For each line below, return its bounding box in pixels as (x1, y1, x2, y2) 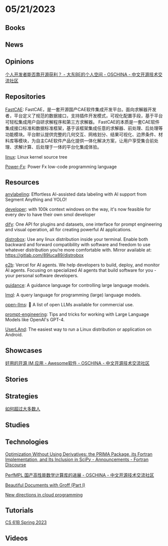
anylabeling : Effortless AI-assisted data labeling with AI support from (5, 191, 146, 197)
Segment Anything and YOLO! (5, 197, 67, 203)
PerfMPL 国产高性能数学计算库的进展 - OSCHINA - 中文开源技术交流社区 (5, 472, 154, 478)
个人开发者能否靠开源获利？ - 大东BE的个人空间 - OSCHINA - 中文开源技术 (5, 71, 158, 77)
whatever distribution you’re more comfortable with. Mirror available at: (5, 247, 152, 253)
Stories (5, 375, 28, 383)
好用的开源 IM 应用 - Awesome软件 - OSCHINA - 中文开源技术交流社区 (5, 360, 150, 366)
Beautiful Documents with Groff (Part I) (5, 482, 85, 488)
